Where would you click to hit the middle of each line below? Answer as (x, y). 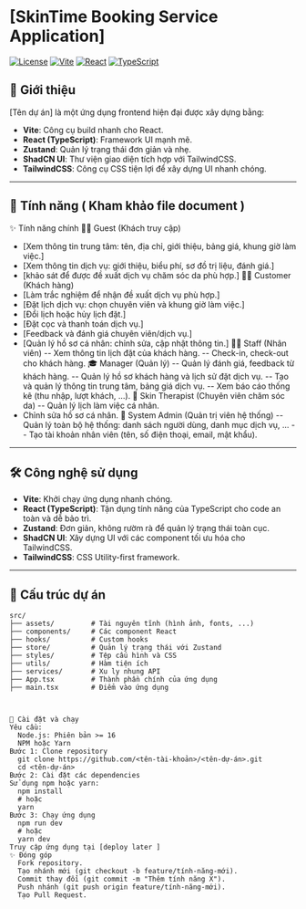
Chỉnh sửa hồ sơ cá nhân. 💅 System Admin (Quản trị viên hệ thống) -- (153, 415)
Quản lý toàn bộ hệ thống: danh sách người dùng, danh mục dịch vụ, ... (156, 424)
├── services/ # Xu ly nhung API (85, 672)
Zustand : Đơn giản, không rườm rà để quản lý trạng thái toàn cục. (146, 528)
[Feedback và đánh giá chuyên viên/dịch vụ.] (107, 333)
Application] (57, 36)
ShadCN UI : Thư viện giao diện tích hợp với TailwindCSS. (129, 159)
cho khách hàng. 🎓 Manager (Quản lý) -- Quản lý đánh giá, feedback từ (158, 363)
